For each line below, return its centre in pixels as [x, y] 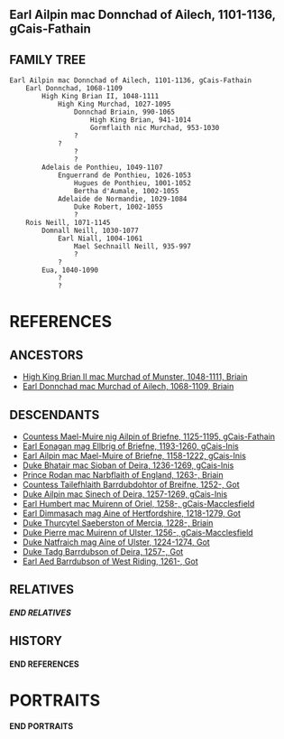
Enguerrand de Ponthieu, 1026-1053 [124, 175]
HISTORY [36, 641]
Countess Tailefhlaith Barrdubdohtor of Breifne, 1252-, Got [131, 485]
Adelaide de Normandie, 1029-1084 [122, 199]
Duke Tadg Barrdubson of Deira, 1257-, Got [103, 552]
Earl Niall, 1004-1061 [100, 239]
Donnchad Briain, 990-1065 [124, 112]
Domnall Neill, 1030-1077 [91, 231]
